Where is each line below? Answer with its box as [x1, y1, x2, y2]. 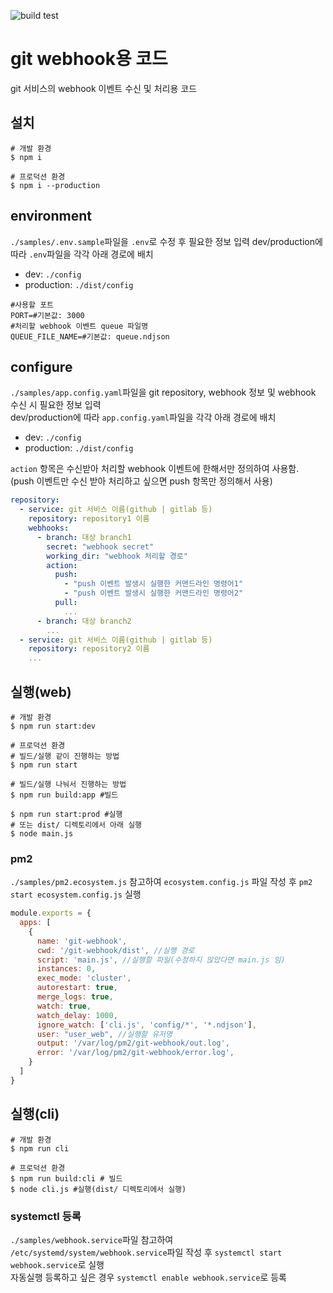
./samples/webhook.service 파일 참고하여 [10, 1233, 174, 1245]
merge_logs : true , [36, 992, 114, 1002]
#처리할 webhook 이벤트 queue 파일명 [10, 321, 149, 331]
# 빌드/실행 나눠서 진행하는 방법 [10, 779, 127, 789]
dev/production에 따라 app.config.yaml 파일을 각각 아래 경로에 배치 [10, 411, 277, 424]
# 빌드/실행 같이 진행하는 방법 [10, 751, 120, 761]
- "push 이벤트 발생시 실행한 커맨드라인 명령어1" [63, 579, 244, 589]
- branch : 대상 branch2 [36, 616, 132, 626]
